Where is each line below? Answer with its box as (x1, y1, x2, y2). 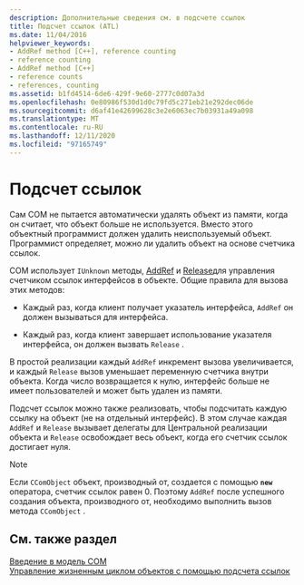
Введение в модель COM (9, 555, 107, 567)
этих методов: (9, 284, 65, 295)
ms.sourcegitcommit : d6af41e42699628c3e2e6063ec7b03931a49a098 (9, 106, 254, 115)
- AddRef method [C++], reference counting (9, 47, 177, 56)
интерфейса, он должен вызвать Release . (22, 338, 184, 349)
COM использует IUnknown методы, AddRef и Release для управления (9, 265, 275, 276)
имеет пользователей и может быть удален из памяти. (9, 385, 223, 395)
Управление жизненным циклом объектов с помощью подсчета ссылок (9, 565, 290, 576)
